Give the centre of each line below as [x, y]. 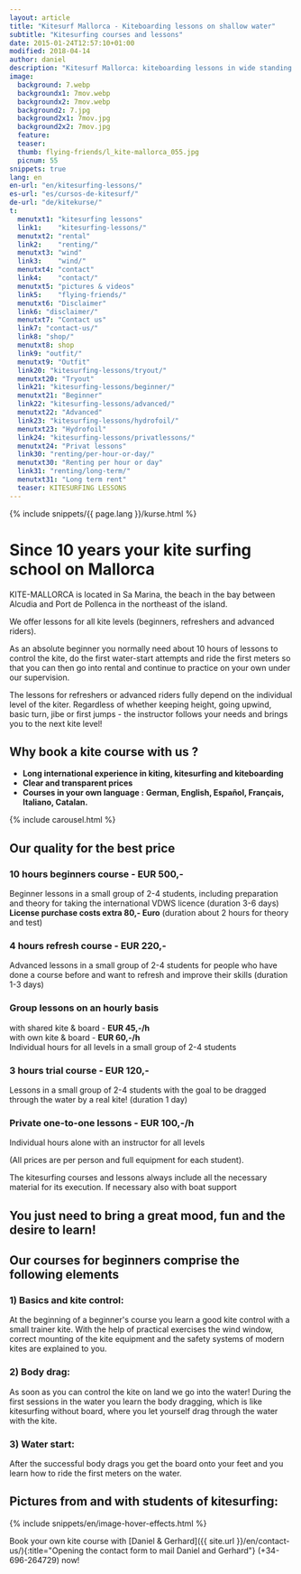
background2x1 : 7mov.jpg [64, 118]
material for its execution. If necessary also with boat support [123, 1187]
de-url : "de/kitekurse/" [56, 203]
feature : [34, 135]
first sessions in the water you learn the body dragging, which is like [136, 1402]
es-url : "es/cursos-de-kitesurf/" [74, 194]
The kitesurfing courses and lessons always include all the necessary [138, 1178]
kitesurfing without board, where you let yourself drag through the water [144, 1411]
